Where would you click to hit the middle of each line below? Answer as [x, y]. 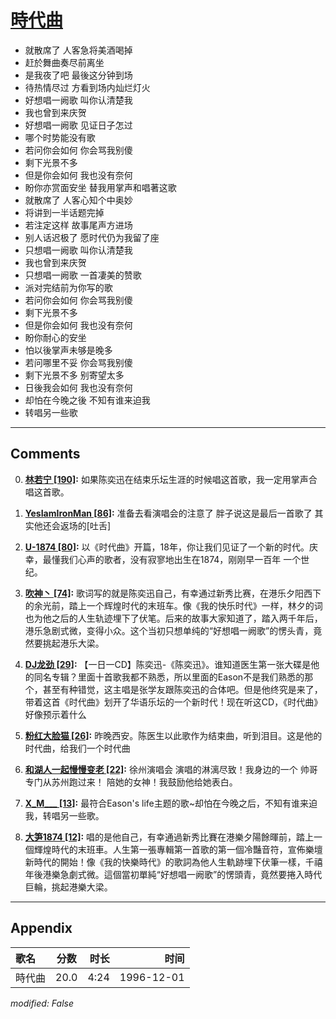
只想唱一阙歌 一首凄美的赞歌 [83, 275]
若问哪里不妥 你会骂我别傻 [78, 362]
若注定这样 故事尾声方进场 [78, 225]
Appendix [41, 928]
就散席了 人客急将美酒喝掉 [78, 50]
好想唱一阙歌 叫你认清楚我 [78, 100]
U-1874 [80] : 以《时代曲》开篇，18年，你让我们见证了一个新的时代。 [167, 547]
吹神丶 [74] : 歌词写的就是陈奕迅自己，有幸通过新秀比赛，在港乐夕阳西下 [173, 593]
